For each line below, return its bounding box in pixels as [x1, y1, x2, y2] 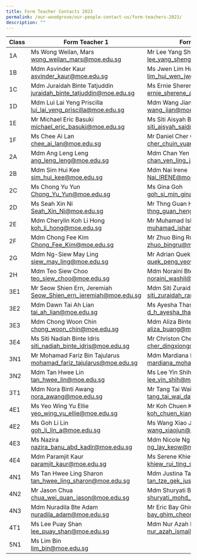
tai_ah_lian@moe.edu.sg [30, 308, 98, 317]
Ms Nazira [30, 436, 59, 444]
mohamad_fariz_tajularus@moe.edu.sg [30, 359, 138, 367]
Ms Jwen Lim [147, 65, 184, 73]
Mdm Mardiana [147, 351, 189, 359]
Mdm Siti [147, 284, 172, 292]
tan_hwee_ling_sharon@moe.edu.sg [30, 477, 130, 485]
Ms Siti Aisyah [147, 116, 186, 124]
